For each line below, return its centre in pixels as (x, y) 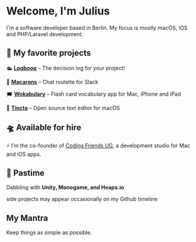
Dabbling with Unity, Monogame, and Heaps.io (65, 187)
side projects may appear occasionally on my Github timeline (82, 199)
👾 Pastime (26, 173)
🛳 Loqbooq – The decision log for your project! (66, 68)
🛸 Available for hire (44, 128)
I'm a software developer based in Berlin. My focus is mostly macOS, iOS (97, 28)
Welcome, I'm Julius (58, 11)
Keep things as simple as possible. (49, 232)
